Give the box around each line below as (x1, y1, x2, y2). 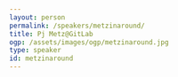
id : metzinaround (9, 54, 74, 63)
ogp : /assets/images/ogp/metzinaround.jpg (9, 37, 169, 47)
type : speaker (9, 46, 62, 55)
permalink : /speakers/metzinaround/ (9, 21, 145, 30)
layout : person (9, 12, 66, 22)
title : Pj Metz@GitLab (9, 29, 93, 38)
